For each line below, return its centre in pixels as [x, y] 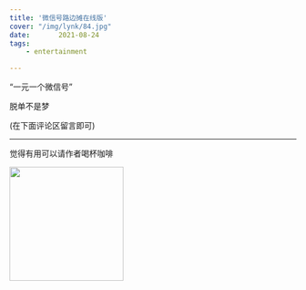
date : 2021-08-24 [55, 35]
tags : [20, 43]
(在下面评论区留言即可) [52, 126]
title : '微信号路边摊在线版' [58, 18]
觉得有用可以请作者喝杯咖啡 [61, 154]
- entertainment [57, 52]
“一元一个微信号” [41, 87]
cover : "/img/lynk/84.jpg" [61, 26]
